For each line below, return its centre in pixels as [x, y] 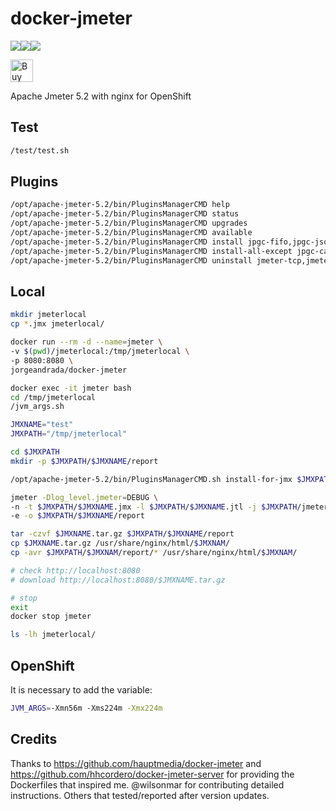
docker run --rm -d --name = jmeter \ [86, 342]
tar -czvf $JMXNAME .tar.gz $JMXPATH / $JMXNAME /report [122, 534]
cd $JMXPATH [35, 452]
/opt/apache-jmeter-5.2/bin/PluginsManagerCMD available [131, 233]
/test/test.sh [40, 150]
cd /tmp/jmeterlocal [53, 397]
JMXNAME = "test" [42, 425]
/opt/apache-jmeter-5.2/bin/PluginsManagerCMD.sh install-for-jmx [151, 479]
